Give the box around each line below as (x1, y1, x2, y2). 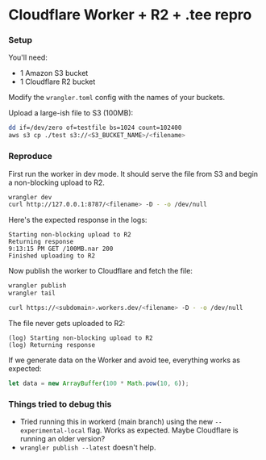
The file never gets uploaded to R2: (8, 318, 126, 328)
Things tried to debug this (8, 398, 112, 409)
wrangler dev (8, 193, 52, 201)
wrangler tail (8, 289, 56, 298)
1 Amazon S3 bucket (19, 69, 89, 78)
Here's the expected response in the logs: (8, 215, 148, 225)
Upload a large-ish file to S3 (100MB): (8, 108, 134, 118)
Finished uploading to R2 (8, 252, 95, 260)
